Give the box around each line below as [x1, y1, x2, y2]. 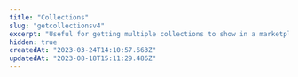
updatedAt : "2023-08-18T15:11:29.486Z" [9, 54, 157, 63]
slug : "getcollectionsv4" [9, 21, 105, 30]
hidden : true [9, 37, 58, 47]
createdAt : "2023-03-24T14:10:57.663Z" [9, 46, 157, 55]
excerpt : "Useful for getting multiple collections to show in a [9, 29, 255, 38]
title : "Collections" [9, 12, 90, 22]
